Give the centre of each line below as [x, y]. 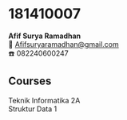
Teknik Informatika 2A [44, 100]
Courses [30, 81]
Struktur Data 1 [33, 109]
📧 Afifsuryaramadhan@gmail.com [63, 44]
